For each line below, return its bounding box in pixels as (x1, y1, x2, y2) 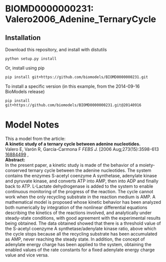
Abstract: (5, 156, 25, 162)
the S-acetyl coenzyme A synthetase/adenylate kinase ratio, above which (5, 225, 157, 232)
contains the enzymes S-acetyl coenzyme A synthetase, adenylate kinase (5, 172, 157, 178)
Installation (5, 33, 41, 42)
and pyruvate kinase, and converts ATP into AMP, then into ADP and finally (5, 178, 159, 184)
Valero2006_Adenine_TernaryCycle (5, 13, 156, 25)
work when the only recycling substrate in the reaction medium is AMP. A (5, 194, 156, 200)
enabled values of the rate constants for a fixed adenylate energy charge (5, 247, 155, 253)
